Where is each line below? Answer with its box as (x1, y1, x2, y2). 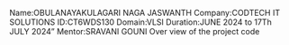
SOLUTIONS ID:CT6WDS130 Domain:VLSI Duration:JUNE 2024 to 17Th (9, 17, 272, 27)
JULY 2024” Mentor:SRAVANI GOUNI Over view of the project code (9, 26, 260, 36)
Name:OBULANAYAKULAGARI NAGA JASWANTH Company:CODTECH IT (9, 8, 281, 18)
